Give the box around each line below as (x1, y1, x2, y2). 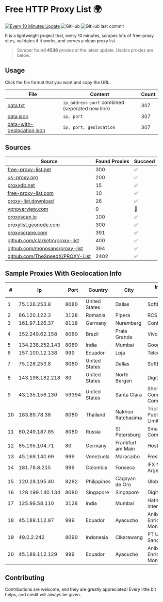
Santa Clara (115, 391, 142, 398)
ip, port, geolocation (63, 124, 115, 130)
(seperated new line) (63, 105, 111, 112)
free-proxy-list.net (7, 166, 51, 173)
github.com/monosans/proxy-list (7, 245, 83, 251)
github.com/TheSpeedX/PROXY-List (7, 253, 91, 260)
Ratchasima (115, 415, 142, 421)
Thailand (85, 411, 106, 418)
